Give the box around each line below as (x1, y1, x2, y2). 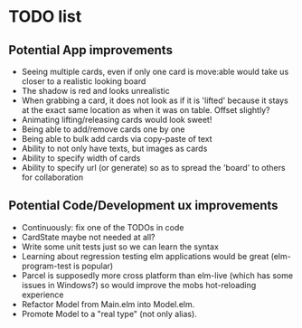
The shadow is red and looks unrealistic (21, 86, 170, 96)
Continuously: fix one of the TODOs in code (21, 221, 184, 232)
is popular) (72, 260, 114, 271)
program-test (21, 260, 71, 271)
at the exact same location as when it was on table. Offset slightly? (21, 105, 270, 115)
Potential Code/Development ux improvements (8, 198, 278, 213)
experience (21, 289, 64, 300)
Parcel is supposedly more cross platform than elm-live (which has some (21, 269, 294, 281)
